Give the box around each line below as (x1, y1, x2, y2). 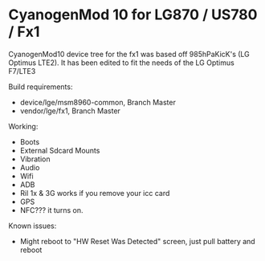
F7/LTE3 (8, 66, 36, 75)
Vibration (19, 154, 51, 164)
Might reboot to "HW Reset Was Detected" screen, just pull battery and (19, 236, 255, 246)
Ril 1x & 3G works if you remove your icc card (19, 188, 170, 198)
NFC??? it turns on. (19, 205, 84, 214)
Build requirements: (8, 82, 73, 92)
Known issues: (8, 221, 57, 230)
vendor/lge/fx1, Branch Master (19, 106, 120, 116)
